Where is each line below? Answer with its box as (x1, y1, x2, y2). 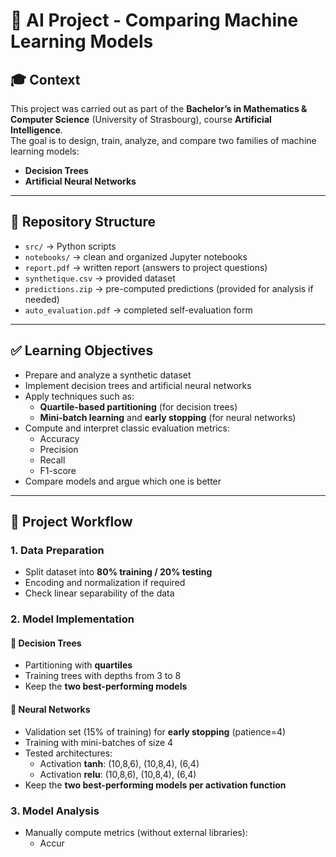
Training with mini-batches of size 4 (24, 736, 174, 748)
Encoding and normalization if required (24, 577, 186, 589)
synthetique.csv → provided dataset (24, 272, 176, 284)
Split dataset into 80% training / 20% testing (24, 566, 213, 578)
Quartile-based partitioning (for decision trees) (39, 400, 238, 413)
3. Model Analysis (10, 804, 100, 818)
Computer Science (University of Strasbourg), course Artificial (10, 114, 272, 125)
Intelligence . (10, 124, 63, 136)
